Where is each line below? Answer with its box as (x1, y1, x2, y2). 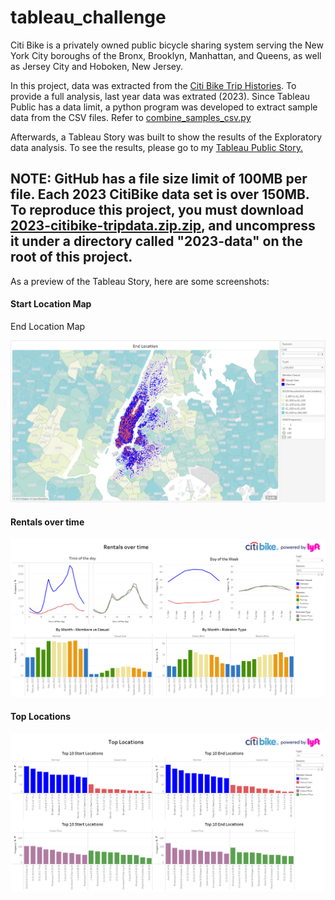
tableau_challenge (10, 6, 167, 29)
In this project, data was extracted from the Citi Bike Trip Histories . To (10, 79, 297, 91)
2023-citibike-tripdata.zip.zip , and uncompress (10, 217, 316, 235)
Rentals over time (10, 516, 85, 528)
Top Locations (10, 711, 72, 723)
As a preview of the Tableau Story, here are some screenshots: (10, 275, 270, 287)
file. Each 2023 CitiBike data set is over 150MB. (10, 186, 310, 203)
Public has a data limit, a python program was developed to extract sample (10, 101, 318, 113)
